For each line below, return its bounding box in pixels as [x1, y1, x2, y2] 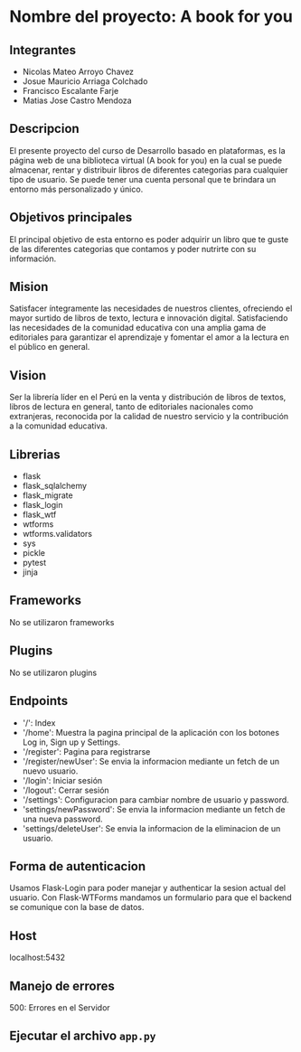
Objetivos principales [9, 210, 133, 225]
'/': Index [22, 717, 56, 728]
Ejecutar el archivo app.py [9, 1029, 156, 1044]
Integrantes [9, 42, 77, 58]
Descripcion [9, 121, 80, 136]
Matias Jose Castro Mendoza [22, 95, 133, 106]
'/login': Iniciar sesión [22, 775, 103, 785]
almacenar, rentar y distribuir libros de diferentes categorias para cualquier [9, 164, 288, 175]
